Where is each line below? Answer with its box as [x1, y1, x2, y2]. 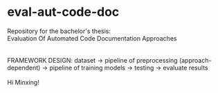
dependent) [7, 63, 41, 72]
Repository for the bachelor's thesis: [7, 27, 111, 35]
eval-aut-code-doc [7, 4, 120, 20]
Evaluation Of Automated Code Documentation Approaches [7, 34, 177, 42]
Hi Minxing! [7, 78, 39, 86]
